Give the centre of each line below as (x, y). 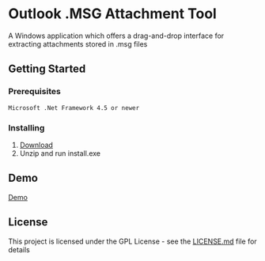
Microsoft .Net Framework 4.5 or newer (74, 108)
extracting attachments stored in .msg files (78, 43)
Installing (26, 127)
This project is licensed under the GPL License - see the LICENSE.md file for (132, 241)
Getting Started (47, 69)
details (19, 249)
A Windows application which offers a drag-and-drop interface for (116, 36)
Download (36, 145)
